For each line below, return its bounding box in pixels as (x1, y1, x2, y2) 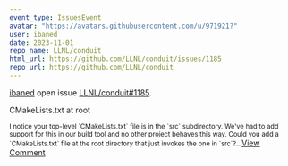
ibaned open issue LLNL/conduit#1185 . (9, 87, 152, 98)
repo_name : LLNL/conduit (9, 46, 102, 55)
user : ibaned (9, 29, 58, 38)
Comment (9, 146, 47, 157)
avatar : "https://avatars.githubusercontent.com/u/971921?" (9, 21, 239, 30)
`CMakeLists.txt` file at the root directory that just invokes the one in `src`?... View (9, 137, 260, 148)
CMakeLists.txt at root (9, 104, 91, 115)
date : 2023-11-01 (9, 37, 74, 47)
